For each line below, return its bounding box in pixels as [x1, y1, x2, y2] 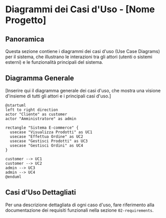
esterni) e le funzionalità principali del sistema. [5, 59, 103, 65]
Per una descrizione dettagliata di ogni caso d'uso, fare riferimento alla [5, 202, 155, 208]
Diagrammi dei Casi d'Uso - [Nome [5, 4, 155, 15]
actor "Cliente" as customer [5, 111, 67, 117]
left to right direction [5, 107, 58, 112]
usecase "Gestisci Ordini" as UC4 [10, 143, 83, 148]
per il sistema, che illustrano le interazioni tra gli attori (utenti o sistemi [5, 54, 152, 60]
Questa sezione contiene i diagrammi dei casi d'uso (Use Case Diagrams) [5, 49, 160, 54]
